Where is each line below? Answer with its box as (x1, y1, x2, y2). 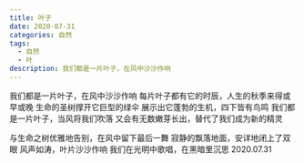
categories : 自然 (9, 30, 73, 39)
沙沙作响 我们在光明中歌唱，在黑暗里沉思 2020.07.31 (75, 143, 272, 155)
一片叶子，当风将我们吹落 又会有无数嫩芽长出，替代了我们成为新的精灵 (16, 113, 283, 124)
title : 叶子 (9, 13, 52, 23)
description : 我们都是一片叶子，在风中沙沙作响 (9, 65, 171, 74)
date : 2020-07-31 (9, 22, 76, 31)
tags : (9, 38, 30, 48)
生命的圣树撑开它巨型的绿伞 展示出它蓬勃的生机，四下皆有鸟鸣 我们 (35, 101, 288, 112)
